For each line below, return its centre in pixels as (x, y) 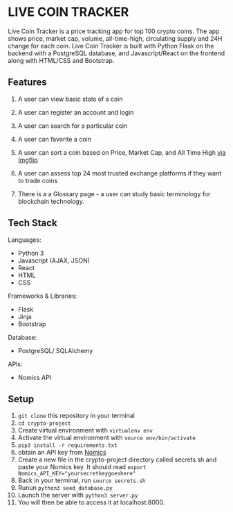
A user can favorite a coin (55, 139)
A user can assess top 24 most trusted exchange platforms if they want (120, 173)
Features (27, 83)
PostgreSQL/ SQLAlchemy (55, 350)
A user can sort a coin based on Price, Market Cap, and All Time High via (122, 152)
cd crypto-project (44, 424)
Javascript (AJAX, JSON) (54, 260)
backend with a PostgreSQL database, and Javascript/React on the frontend (116, 53)
